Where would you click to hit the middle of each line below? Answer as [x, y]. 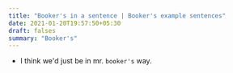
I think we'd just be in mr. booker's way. [86, 61]
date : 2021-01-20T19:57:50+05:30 [65, 23]
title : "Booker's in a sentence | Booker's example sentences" [117, 16]
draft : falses [32, 30]
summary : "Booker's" [43, 38]
